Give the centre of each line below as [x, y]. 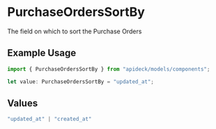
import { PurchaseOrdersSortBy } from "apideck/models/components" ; [109, 69]
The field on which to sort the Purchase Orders [75, 31]
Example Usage [42, 53]
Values [23, 103]
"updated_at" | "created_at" [49, 119]
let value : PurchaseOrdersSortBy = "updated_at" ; [81, 81]
